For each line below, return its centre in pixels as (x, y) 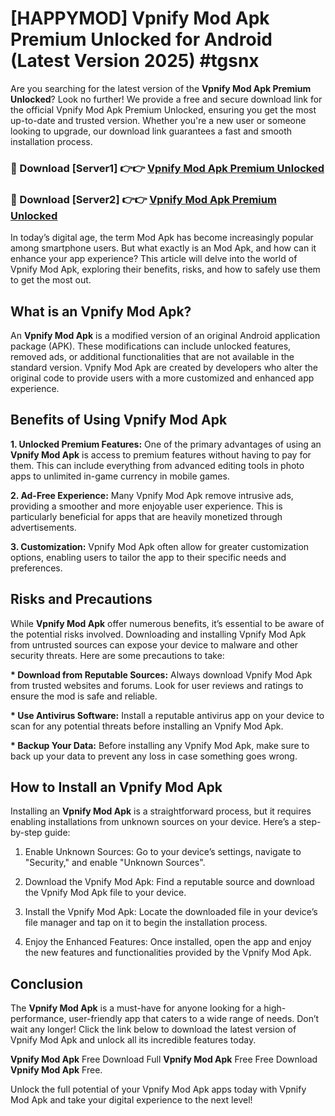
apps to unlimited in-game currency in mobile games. (120, 476)
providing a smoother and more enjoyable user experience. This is (146, 506)
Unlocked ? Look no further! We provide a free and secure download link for (166, 99)
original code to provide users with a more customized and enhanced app (162, 378)
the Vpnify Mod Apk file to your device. (105, 893)
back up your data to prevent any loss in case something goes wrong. (154, 756)
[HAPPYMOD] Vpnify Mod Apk (140, 18)
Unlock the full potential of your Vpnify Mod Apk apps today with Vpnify (158, 1089)
